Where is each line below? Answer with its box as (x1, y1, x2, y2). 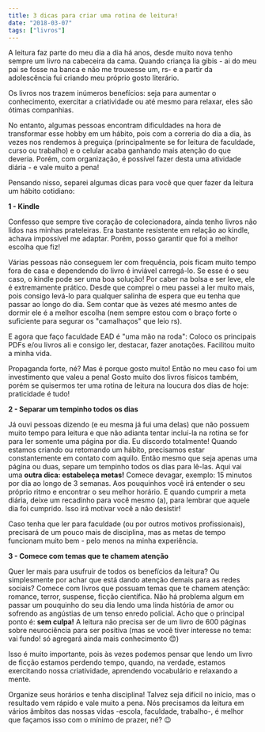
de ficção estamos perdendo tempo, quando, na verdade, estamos (8, 658, 226, 667)
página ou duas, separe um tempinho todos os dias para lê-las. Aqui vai (8, 462, 242, 472)
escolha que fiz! (8, 242, 61, 252)
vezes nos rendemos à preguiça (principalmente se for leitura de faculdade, (8, 138, 256, 147)
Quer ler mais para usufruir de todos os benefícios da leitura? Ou (8, 567, 220, 576)
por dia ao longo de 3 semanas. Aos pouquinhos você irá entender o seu (8, 479, 245, 488)
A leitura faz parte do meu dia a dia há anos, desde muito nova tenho (8, 48, 233, 58)
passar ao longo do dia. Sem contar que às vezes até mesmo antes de (8, 300, 237, 309)
